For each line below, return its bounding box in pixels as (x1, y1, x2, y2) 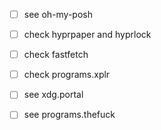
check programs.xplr (23, 69, 111, 81)
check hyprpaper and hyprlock (23, 29, 152, 41)
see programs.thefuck (23, 109, 116, 121)
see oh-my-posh (23, 9, 93, 20)
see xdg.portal (23, 89, 84, 101)
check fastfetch (23, 49, 89, 61)
